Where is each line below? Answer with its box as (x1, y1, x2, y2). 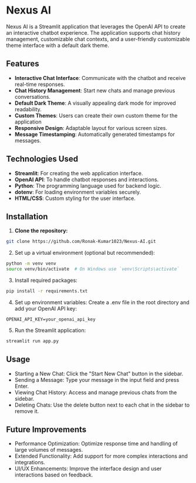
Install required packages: (14, 277, 77, 284)
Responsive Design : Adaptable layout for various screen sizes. (14, 124, 167, 131)
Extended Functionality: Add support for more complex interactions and (14, 452, 188, 459)
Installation (6, 211, 48, 221)
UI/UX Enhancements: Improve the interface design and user (14, 465, 162, 472)
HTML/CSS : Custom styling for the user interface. (14, 195, 136, 202)
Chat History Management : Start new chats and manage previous (14, 86, 175, 94)
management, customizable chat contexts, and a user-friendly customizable (6, 35, 190, 42)
